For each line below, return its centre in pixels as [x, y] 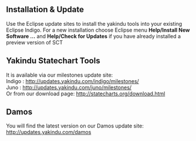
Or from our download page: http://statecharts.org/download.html [86, 94]
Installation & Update [45, 10]
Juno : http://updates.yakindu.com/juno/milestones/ [69, 87]
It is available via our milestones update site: [60, 75]
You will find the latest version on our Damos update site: [75, 126]
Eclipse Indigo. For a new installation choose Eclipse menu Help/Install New [98, 30]
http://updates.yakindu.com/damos [49, 132]
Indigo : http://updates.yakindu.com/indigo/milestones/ [72, 81]
